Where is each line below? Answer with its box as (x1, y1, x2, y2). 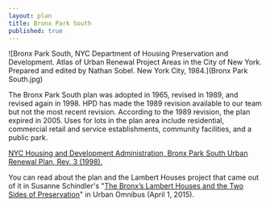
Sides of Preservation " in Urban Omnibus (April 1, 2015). (8, 190, 195, 200)
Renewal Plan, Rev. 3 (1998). (8, 157, 103, 167)
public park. (8, 133, 48, 143)
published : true (8, 27, 63, 35)
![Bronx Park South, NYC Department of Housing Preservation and (8, 49, 229, 59)
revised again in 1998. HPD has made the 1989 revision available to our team (8, 98, 262, 109)
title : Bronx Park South (8, 19, 92, 27)
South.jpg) (8, 74, 44, 85)
